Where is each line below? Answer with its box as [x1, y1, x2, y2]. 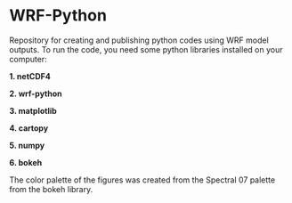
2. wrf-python [9, 88, 62, 99]
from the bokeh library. [9, 183, 93, 194]
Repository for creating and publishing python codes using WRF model [9, 35, 269, 45]
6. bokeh [9, 157, 43, 167]
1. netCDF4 [9, 70, 51, 81]
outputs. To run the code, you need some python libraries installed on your [9, 44, 283, 54]
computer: [9, 53, 47, 64]
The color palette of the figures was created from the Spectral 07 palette [9, 175, 276, 185]
